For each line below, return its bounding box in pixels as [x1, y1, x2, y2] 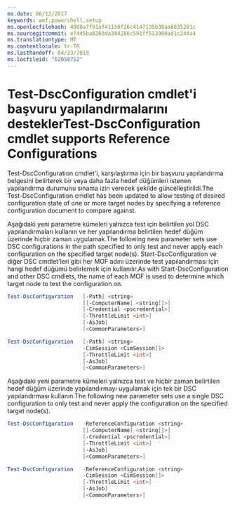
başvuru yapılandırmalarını [7, 101, 168, 116]
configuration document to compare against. [7, 206, 137, 215]
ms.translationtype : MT [7, 36, 77, 43]
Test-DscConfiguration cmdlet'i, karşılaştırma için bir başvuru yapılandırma [7, 169, 224, 177]
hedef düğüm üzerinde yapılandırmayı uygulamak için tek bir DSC [7, 384, 197, 393]
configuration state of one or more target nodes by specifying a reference [7, 198, 221, 207]
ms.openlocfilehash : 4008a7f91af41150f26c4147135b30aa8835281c [7, 23, 196, 30]
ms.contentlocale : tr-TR [7, 43, 80, 50]
